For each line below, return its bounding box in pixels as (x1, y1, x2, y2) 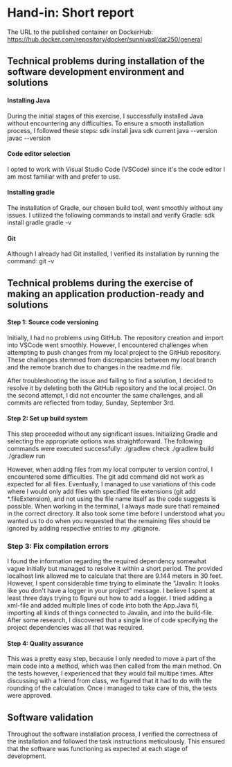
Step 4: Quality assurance (7, 639, 84, 647)
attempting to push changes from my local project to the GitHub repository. (7, 348, 222, 356)
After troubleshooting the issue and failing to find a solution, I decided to (7, 376, 213, 385)
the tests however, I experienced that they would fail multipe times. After (7, 669, 214, 678)
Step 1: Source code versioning (7, 318, 99, 326)
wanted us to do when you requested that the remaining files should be (7, 516, 211, 524)
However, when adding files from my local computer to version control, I (7, 465, 213, 473)
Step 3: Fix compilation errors (7, 541, 109, 551)
